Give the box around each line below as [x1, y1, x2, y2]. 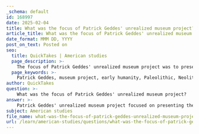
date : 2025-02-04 [6, 20, 49, 25]
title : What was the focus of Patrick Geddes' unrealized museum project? [6, 25, 195, 31]
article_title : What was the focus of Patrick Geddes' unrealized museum [6, 31, 192, 37]
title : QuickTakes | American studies [11, 53, 108, 59]
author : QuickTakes [6, 81, 54, 87]
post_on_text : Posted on [6, 42, 68, 48]
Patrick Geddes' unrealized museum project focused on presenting [17, 102, 184, 109]
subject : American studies [6, 108, 73, 114]
